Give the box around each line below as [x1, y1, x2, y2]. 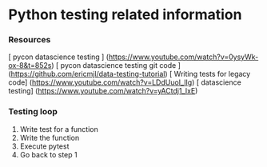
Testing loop [8, 106, 58, 117]
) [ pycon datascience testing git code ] [51, 61, 181, 70]
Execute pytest [19, 141, 70, 151]
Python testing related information [8, 6, 242, 24]
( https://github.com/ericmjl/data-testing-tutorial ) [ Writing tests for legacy [8, 70, 251, 79]
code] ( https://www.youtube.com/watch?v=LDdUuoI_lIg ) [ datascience [8, 78, 241, 87]
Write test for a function [19, 124, 98, 133]
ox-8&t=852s [8, 61, 52, 70]
